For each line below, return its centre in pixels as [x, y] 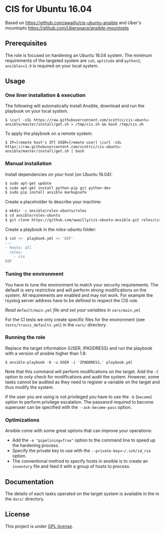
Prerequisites [26, 44]
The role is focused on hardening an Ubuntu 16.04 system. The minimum [79, 55]
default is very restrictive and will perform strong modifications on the [76, 290]
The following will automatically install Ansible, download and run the [75, 106]
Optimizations [22, 420]
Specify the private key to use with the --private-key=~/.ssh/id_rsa [81, 451]
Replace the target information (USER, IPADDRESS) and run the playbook [79, 348]
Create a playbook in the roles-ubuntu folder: [51, 229]
